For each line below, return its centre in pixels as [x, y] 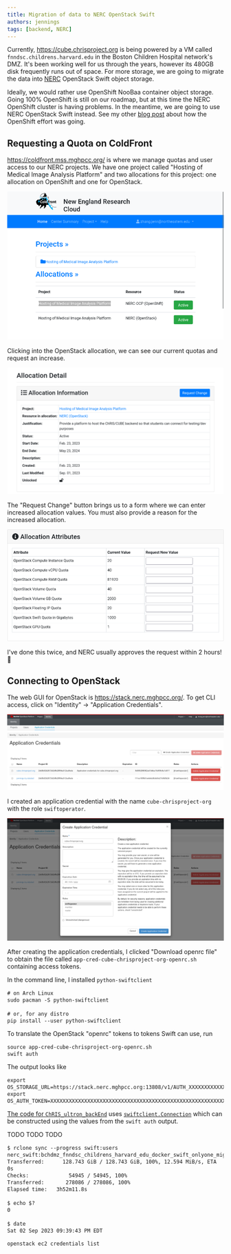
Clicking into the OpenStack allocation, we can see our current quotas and [112, 350]
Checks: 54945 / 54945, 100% [67, 1176]
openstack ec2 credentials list [53, 1244]
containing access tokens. [44, 966]
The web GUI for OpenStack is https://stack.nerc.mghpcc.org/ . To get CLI [111, 697]
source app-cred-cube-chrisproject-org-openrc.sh [80, 1047]
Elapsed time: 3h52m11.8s [47, 1190]
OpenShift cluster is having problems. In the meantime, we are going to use [113, 107]
